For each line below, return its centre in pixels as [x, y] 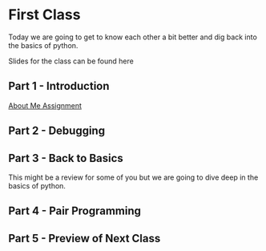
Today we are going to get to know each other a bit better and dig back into [133, 37]
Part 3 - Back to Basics [66, 158]
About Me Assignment [45, 105]
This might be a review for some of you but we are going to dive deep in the [133, 177]
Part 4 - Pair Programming [75, 211]
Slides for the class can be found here [71, 61]
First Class [44, 15]
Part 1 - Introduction [59, 86]
